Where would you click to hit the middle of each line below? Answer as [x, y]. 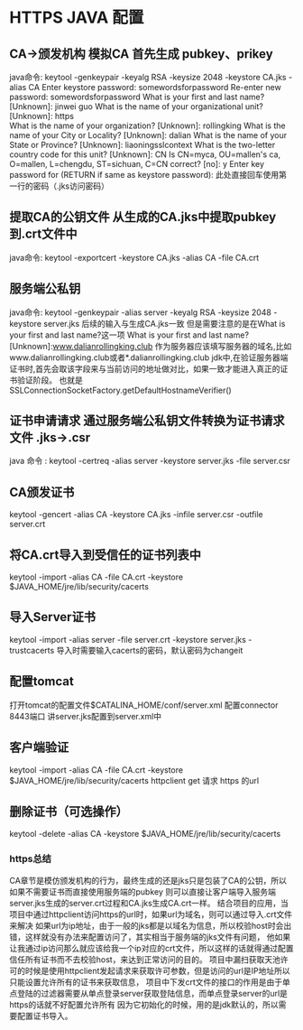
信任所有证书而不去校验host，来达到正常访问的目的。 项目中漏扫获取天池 [145, 959]
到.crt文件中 [44, 234]
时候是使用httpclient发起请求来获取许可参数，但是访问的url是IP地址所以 [157, 970]
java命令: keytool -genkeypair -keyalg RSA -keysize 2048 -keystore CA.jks [148, 77]
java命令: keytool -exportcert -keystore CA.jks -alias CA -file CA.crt [134, 257]
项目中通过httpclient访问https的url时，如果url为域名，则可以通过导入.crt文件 [151, 914]
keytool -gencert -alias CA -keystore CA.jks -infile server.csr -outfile [136, 515]
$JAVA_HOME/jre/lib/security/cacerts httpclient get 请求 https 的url [134, 780]
